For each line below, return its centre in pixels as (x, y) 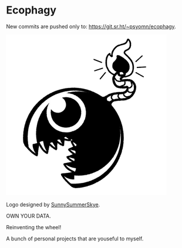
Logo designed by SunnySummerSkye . (53, 204)
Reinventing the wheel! (34, 227)
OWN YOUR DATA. (28, 216)
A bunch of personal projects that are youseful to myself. (75, 239)
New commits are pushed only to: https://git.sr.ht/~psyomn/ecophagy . (91, 26)
